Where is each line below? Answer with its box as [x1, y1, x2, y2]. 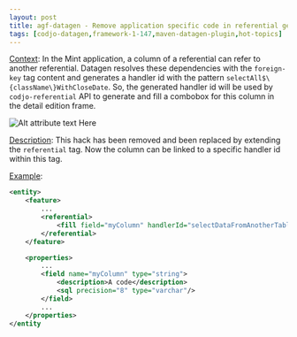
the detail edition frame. [9, 101, 96, 111]
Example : [9, 171, 43, 181]
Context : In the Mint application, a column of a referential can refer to [9, 54, 261, 65]
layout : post [9, 12, 57, 22]
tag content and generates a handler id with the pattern [23, 73, 225, 83]
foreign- [254, 65, 286, 73]
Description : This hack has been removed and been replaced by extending [9, 134, 281, 146]
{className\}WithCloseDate [9, 83, 109, 93]
